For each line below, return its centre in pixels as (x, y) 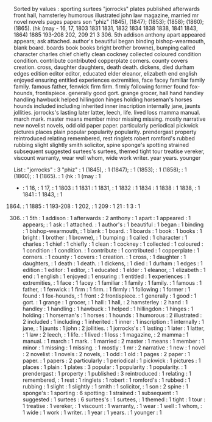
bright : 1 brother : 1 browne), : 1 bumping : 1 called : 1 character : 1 (105, 238)
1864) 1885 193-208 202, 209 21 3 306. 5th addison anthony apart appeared (110, 35)
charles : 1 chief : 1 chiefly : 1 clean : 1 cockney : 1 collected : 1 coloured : (113, 244)
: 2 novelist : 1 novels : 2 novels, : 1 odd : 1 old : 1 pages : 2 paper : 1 (106, 354)
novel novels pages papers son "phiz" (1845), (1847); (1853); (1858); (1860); (109, 22)
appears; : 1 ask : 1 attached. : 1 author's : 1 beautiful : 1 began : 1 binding (113, 224)
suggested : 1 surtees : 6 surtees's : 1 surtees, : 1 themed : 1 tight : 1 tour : (114, 399)
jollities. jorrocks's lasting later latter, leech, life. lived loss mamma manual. (107, 113)
